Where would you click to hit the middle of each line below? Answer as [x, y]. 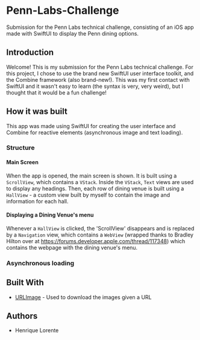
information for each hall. [37, 201]
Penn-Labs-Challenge [63, 11]
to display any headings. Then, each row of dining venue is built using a [95, 188]
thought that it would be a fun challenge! [57, 92]
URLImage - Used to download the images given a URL [83, 297]
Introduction [30, 53]
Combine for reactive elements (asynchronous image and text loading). [95, 132]
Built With [25, 283]
